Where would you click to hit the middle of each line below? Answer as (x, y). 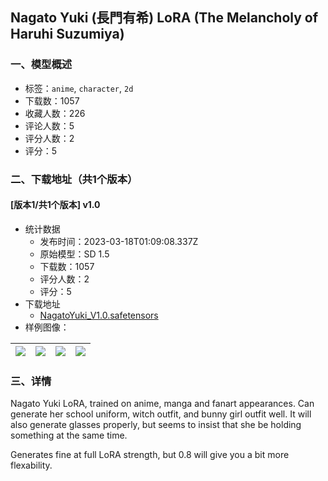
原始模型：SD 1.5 (74, 254)
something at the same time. (69, 435)
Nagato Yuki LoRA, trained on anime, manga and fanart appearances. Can (162, 404)
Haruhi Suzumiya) (67, 34)
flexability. (31, 465)
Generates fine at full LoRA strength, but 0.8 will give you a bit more (150, 455)
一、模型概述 (41, 65)
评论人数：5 (49, 125)
